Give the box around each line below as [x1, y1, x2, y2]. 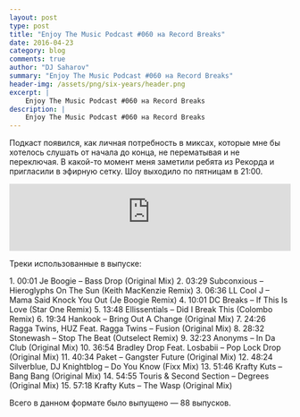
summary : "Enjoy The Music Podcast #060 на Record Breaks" [9, 72, 234, 81]
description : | [9, 105, 66, 114]
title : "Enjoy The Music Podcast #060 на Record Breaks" [9, 30, 226, 38]
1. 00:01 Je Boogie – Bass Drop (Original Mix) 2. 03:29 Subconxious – [9, 276, 264, 286]
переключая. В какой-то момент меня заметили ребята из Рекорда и [9, 157, 275, 167]
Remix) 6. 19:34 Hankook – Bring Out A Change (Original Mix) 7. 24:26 [9, 314, 266, 325]
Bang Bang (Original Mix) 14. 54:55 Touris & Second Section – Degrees [9, 370, 270, 381]
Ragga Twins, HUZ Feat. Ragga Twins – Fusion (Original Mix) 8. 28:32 [9, 323, 265, 334]
